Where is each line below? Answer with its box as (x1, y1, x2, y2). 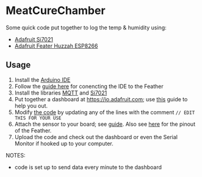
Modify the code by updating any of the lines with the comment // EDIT (14, 108, 195, 116)
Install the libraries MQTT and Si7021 (14, 89, 107, 96)
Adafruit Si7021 (14, 35, 53, 43)
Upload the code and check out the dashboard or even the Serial (14, 133, 178, 140)
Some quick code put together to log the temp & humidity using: (5, 24, 167, 31)
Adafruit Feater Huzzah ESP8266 (14, 42, 98, 49)
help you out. (14, 102, 48, 109)
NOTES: (5, 151, 26, 159)
